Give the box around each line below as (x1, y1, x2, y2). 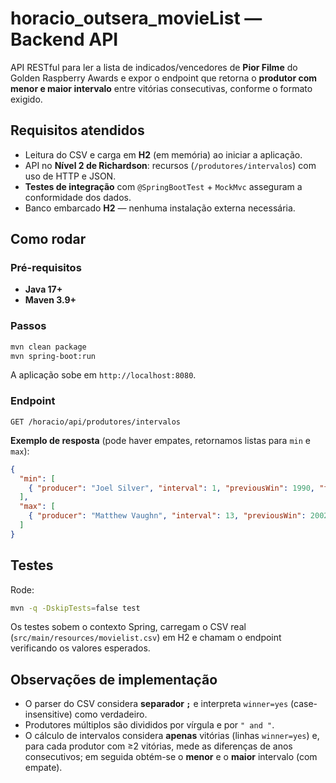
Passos (10, 319, 47, 333)
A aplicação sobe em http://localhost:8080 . (10, 369, 197, 381)
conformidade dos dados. (24, 191, 132, 203)
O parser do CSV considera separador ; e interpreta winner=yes (24, 698, 289, 710)
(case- (290, 698, 318, 710)
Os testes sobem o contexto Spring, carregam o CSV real (10, 621, 247, 633)
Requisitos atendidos (10, 122, 145, 139)
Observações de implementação (10, 671, 218, 688)
